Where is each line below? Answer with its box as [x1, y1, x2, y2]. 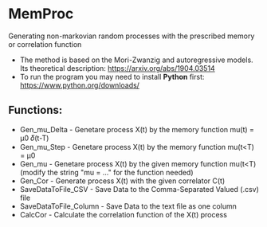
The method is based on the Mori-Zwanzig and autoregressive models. [19, 55, 253, 65]
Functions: [8, 104, 63, 117]
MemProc [8, 5, 74, 23]
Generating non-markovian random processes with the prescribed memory [8, 31, 255, 41]
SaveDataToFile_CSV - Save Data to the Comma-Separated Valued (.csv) [19, 184, 259, 194]
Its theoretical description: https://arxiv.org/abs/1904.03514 [19, 63, 215, 72]
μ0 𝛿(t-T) [19, 133, 49, 143]
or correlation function [8, 39, 82, 49]
